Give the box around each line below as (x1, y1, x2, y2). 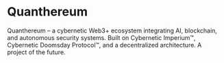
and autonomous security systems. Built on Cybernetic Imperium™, (7, 33, 196, 41)
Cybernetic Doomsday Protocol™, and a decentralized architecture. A (7, 41, 202, 49)
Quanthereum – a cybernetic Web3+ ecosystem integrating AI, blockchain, (7, 26, 218, 35)
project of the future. (7, 48, 66, 56)
